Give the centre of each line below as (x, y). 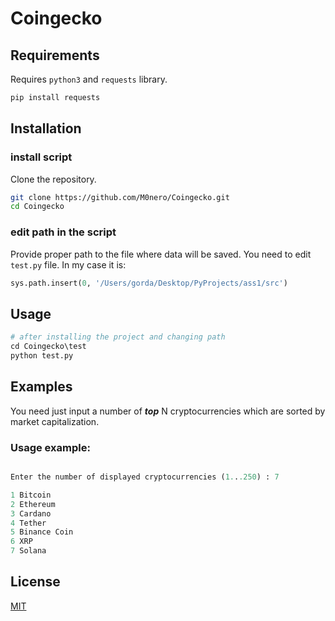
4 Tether (28, 523)
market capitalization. (55, 421)
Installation (46, 128)
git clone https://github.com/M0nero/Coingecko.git (120, 197)
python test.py (42, 356)
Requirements (55, 55)
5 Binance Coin (42, 532)
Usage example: (50, 447)
